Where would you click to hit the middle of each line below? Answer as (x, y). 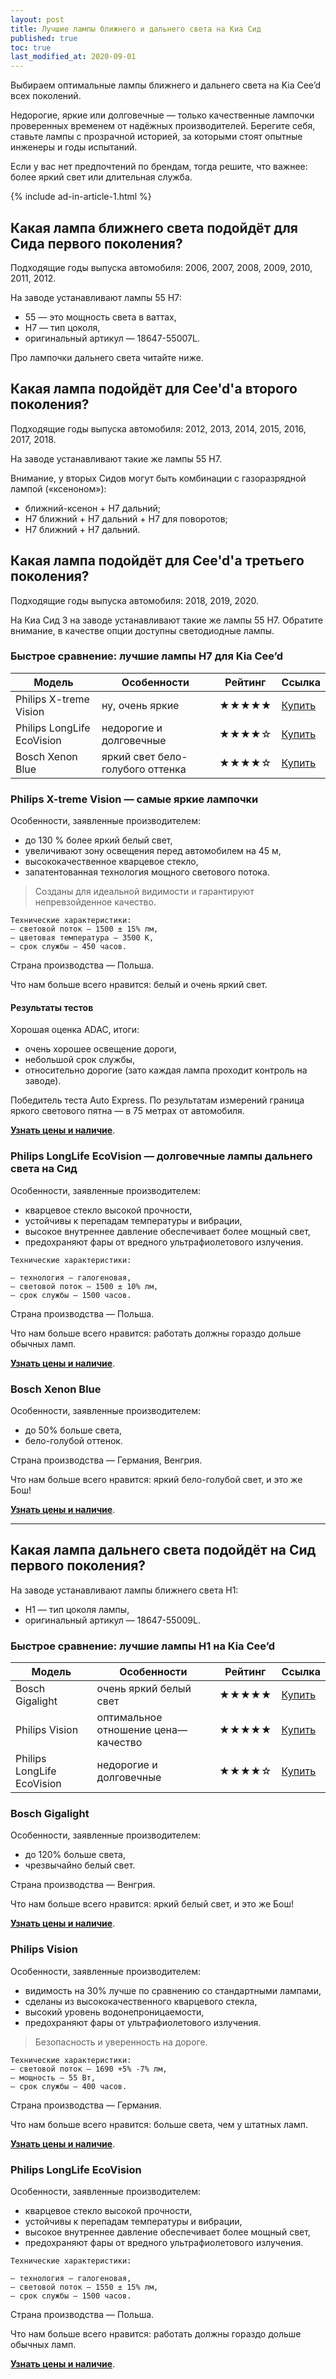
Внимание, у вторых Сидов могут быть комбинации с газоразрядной (158, 478)
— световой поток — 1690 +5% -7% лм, (89, 2069)
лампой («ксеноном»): (58, 488)
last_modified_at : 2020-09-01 (73, 57)
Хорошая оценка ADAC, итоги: (75, 1030)
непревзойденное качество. (95, 902)
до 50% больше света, (73, 1430)
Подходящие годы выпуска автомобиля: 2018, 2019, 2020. (135, 600)
